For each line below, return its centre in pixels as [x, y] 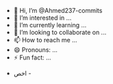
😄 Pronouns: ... [36, 50]
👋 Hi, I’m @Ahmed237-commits [58, 11]
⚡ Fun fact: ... [32, 57]
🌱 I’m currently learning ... [50, 25]
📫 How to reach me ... [45, 40]
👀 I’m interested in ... [42, 18]
